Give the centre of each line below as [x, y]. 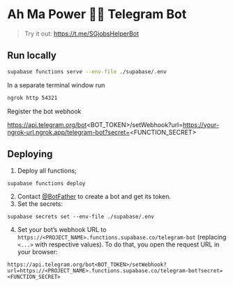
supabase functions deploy [46, 184]
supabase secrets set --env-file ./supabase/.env [81, 217]
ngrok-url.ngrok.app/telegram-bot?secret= [69, 132]
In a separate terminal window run [56, 85]
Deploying [30, 154]
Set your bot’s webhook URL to [62, 230]
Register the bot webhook [44, 111]
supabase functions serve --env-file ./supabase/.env [87, 72]
